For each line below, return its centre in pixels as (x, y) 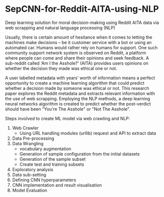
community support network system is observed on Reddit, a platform (76, 53)
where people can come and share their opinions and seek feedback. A (77, 58)
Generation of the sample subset (52, 159)
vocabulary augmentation (45, 149)
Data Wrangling (28, 143)
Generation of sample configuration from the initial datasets (80, 154)
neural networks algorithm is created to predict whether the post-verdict (78, 104)
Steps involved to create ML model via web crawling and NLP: (68, 118)
